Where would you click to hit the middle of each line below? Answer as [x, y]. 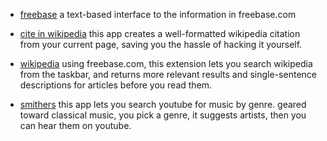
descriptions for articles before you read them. [116, 85]
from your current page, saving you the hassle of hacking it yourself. [161, 44]
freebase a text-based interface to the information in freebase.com [158, 14]
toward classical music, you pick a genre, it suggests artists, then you [163, 115]
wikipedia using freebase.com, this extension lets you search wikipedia [166, 63]
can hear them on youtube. [75, 125]
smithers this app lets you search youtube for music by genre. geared [163, 104]
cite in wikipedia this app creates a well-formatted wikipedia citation [160, 33]
